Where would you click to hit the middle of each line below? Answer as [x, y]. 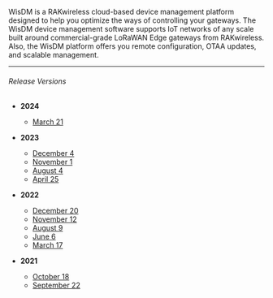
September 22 [56, 285]
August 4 [48, 171]
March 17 [48, 245]
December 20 [55, 211]
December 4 [53, 153]
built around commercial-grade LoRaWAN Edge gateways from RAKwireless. [136, 37]
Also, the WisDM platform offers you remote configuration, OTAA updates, [132, 46]
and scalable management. [54, 55]
